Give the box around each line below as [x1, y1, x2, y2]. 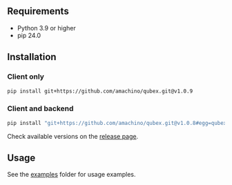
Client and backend [7, 104, 74, 113]
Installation [7, 51, 57, 63]
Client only [7, 72, 45, 81]
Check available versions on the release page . [7, 132, 139, 140]
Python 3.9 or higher [17, 23, 76, 32]
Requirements [7, 6, 69, 17]
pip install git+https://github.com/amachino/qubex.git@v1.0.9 [7, 88, 193, 95]
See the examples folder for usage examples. [7, 171, 136, 179]
